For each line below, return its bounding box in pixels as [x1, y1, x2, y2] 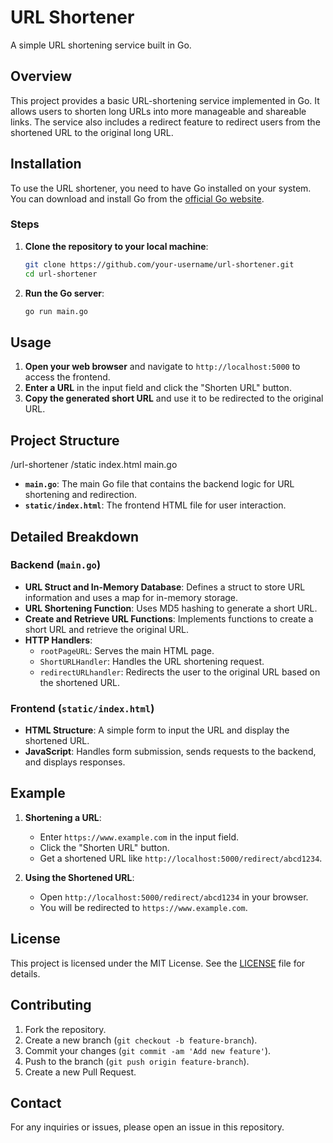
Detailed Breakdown [10, 528, 140, 545]
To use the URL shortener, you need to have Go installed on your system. [10, 182, 312, 194]
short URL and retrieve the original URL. [24, 623, 189, 635]
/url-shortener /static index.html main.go [10, 459, 178, 471]
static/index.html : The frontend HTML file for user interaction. [24, 499, 287, 511]
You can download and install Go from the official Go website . [10, 192, 265, 205]
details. [10, 967, 41, 980]
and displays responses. [24, 756, 126, 768]
